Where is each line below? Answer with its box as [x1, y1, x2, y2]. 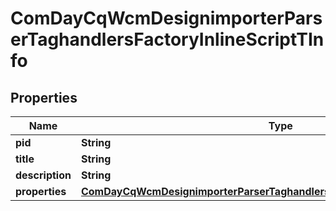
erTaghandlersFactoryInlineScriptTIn [10, 28, 325, 51]
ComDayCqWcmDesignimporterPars [10, 7, 323, 30]
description [15, 168, 72, 182]
